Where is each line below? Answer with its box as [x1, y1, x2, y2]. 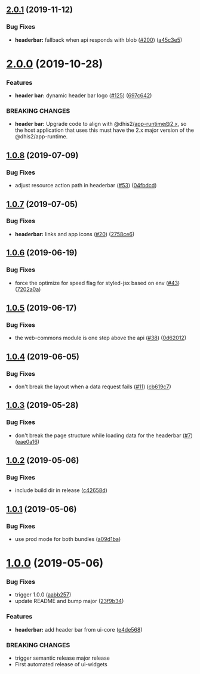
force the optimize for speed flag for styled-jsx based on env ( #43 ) [14, 279, 180, 286]
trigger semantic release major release [14, 654, 110, 661]
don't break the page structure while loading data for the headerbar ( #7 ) [14, 432, 193, 439]
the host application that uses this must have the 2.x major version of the [14, 126, 194, 134]
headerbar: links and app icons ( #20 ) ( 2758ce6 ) [14, 230, 135, 237]
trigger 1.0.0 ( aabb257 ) [14, 591, 72, 598]
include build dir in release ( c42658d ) [14, 487, 107, 494]
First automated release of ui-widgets [14, 661, 107, 668]
